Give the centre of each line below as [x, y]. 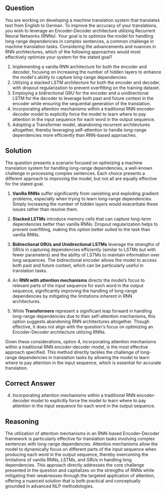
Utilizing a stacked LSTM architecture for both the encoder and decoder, [86, 82]
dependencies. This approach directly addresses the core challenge [75, 465]
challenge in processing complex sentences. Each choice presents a [75, 173]
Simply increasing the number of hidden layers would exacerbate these [85, 204]
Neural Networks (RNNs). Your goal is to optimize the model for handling [79, 36]
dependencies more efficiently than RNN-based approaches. [75, 135]
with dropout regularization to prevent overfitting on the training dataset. [86, 88]
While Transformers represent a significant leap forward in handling [82, 311]
